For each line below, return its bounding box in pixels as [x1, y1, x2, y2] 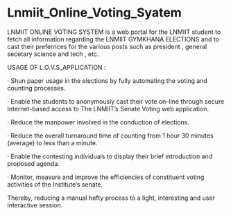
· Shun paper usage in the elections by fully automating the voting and [7, 76, 208, 84]
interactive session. [7, 200, 63, 209]
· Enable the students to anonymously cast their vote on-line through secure [7, 97, 225, 105]
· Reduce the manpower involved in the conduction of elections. [7, 118, 189, 126]
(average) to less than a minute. [7, 138, 98, 147]
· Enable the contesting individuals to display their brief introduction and [7, 152, 213, 160]
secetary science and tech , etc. [7, 50, 99, 58]
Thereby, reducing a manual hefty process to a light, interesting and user [7, 194, 215, 202]
